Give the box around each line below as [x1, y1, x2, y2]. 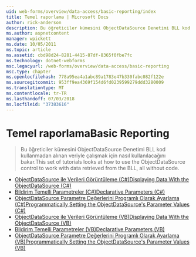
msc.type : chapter [6, 69, 51, 75]
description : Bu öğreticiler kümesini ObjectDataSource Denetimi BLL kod [6, 25, 191, 31]
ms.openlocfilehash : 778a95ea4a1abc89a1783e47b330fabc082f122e [6, 74, 164, 80]
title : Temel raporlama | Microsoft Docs [6, 14, 109, 20]
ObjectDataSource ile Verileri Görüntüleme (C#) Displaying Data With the [14, 176, 190, 183]
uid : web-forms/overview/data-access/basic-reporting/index [6, 8, 157, 15]
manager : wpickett [6, 36, 51, 42]
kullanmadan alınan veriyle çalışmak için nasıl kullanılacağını [20, 152, 166, 159]
